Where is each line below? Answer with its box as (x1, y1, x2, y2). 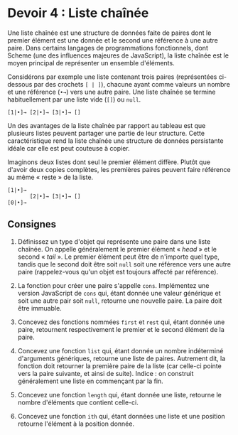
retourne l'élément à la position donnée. (17, 419, 135, 428)
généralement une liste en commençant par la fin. (17, 377, 163, 385)
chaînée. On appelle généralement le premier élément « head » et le (17, 245, 217, 253)
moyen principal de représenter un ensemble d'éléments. (7, 58, 175, 67)
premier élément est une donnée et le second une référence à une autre (7, 36, 218, 44)
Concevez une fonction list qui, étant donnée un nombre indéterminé (17, 346, 224, 355)
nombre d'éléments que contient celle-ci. (17, 398, 139, 407)
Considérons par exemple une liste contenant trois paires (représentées (7, 72, 217, 81)
